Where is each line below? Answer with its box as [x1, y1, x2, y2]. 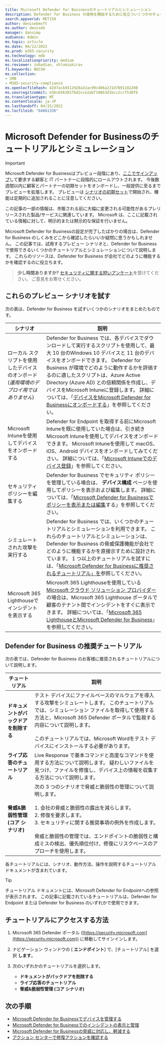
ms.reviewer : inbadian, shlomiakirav [5, 62, 83, 67]
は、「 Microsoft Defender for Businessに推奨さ [46, 562, 154, 569]
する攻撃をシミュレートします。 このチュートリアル [34, 700, 154, 707]
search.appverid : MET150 [5, 16, 56, 21]
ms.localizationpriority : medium [5, 58, 74, 63]
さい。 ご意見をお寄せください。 [17, 276, 84, 282]
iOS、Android [46, 448, 78, 455]
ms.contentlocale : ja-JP [5, 99, 56, 104]
